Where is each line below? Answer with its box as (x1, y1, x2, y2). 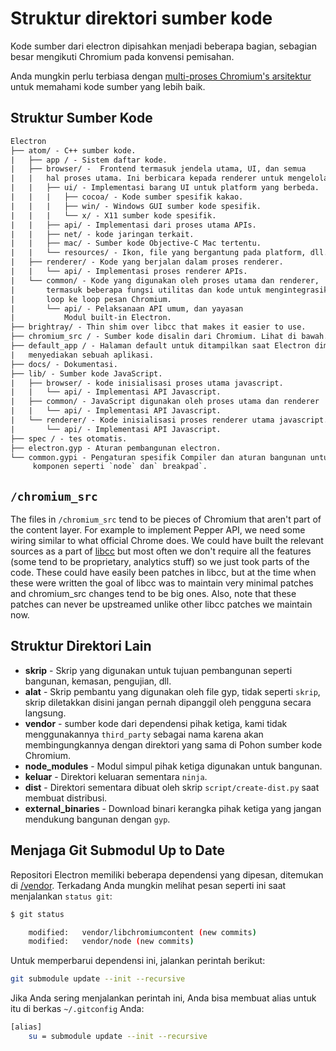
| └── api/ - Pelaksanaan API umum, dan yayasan (10, 303, 244, 314)
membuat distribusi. (24, 792, 108, 804)
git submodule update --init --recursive (10, 974, 186, 984)
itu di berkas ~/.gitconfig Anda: (10, 1003, 145, 1015)
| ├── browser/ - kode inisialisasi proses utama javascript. (10, 378, 284, 388)
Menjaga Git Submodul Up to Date (10, 842, 225, 859)
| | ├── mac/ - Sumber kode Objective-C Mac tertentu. (10, 238, 262, 249)
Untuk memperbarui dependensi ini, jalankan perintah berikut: (10, 955, 266, 967)
